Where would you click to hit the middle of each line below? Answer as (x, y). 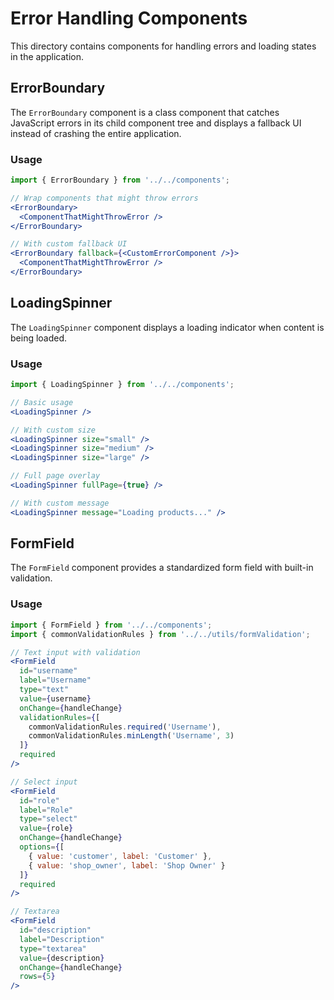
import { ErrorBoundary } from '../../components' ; (120, 180)
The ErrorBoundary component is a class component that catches (145, 112)
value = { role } (46, 828)
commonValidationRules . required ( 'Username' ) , (125, 727)
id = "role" (39, 800)
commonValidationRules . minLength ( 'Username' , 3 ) (131, 736)
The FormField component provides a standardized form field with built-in (162, 568)
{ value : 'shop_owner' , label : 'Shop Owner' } (127, 865)
